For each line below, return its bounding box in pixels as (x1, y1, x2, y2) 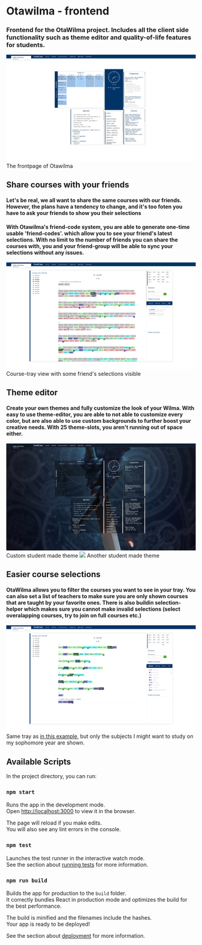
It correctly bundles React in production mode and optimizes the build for (6, 896, 188, 903)
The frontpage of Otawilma (6, 162, 73, 169)
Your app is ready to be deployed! (6, 920, 90, 928)
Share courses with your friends (6, 179, 129, 190)
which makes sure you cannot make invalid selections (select (23, 605, 180, 613)
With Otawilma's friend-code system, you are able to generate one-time (6, 223, 191, 230)
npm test (6, 842, 32, 849)
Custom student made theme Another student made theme (6, 552, 160, 559)
